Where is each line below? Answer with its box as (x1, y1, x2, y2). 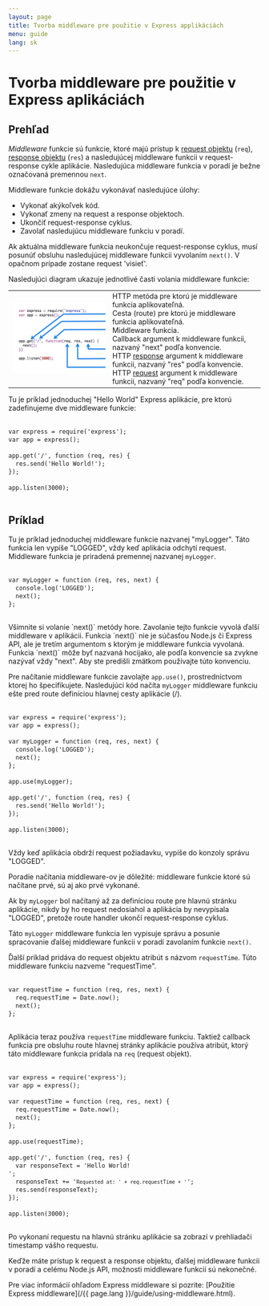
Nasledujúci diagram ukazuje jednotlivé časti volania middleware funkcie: (8, 274, 250, 284)
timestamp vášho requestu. (8, 1240, 98, 1251)
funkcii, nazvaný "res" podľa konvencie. (111, 359, 243, 369)
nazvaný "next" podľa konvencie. (111, 343, 222, 352)
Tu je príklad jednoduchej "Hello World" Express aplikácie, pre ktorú (8, 394, 232, 404)
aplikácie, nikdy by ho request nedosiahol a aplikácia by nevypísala (8, 905, 230, 915)
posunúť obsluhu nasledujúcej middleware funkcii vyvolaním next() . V (8, 250, 240, 260)
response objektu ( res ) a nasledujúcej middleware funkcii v (8, 152, 204, 162)
